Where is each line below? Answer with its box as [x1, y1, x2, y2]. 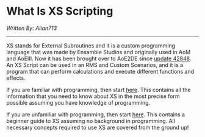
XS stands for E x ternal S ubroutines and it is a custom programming [6, 41, 176, 49]
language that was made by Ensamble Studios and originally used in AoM [6, 48, 191, 55]
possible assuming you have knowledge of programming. [6, 99, 151, 106]
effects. [6, 74, 26, 82]
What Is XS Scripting [6, 4, 113, 18]
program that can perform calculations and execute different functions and [6, 68, 195, 75]
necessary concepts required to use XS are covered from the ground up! [6, 124, 189, 131]
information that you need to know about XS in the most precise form [6, 93, 180, 100]
